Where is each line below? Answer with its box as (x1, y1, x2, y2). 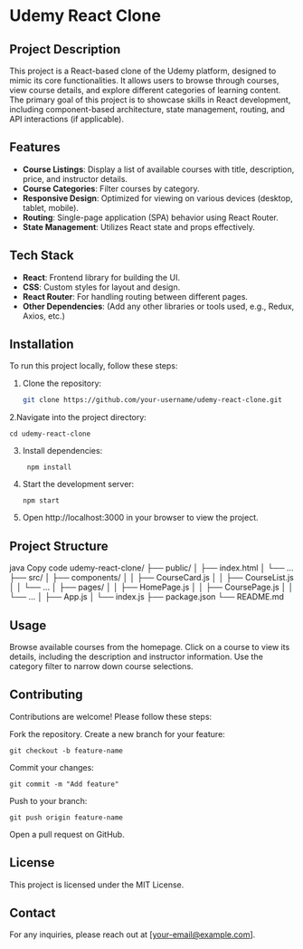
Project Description (9, 42, 121, 57)
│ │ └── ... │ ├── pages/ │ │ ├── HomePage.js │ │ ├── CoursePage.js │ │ (9, 581, 294, 593)
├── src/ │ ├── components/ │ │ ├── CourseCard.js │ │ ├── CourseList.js (9, 572, 294, 583)
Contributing (9, 687, 83, 703)
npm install (26, 463, 72, 472)
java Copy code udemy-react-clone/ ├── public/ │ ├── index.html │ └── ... (9, 562, 294, 573)
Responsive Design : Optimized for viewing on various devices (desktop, (22, 192, 293, 204)
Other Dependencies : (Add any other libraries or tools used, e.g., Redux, (22, 301, 295, 312)
